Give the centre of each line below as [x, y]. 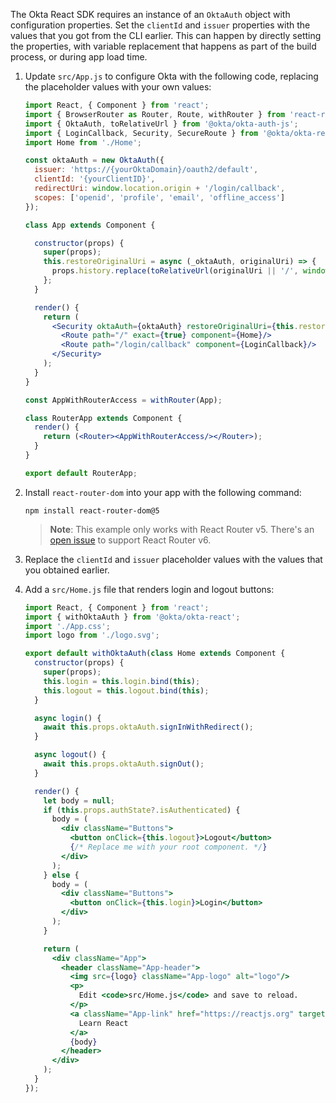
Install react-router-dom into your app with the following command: [163, 492]
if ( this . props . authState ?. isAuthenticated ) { [142, 810]
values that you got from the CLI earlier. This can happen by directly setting [166, 35]
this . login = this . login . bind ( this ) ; [122, 681]
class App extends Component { [90, 225]
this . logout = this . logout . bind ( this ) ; [126, 690]
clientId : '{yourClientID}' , [95, 179]
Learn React [103, 1023]
